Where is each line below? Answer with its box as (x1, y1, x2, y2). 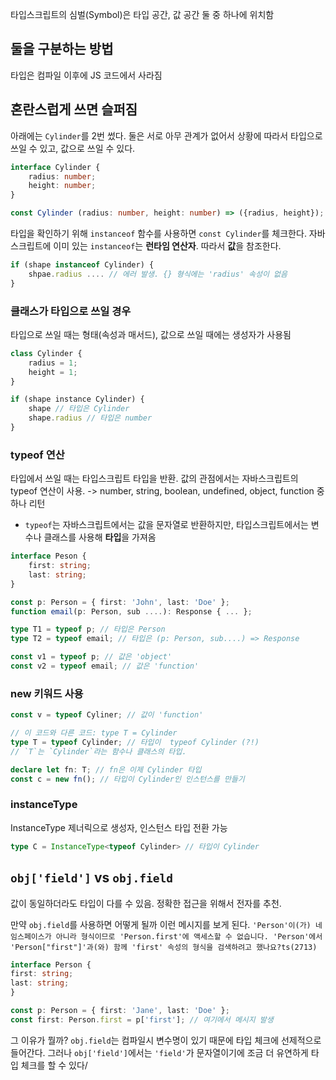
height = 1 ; (28, 367, 78, 377)
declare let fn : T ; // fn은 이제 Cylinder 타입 (10, 764, 202, 775)
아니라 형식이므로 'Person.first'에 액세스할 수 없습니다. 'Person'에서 (55, 931, 323, 942)
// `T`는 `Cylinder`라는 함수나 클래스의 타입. (10, 746, 187, 757)
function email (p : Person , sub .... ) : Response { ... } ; (10, 606, 253, 617)
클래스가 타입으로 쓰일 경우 (10, 304, 132, 318)
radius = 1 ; (28, 358, 78, 368)
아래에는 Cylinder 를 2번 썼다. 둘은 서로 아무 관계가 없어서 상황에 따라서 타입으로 (10, 129, 323, 142)
